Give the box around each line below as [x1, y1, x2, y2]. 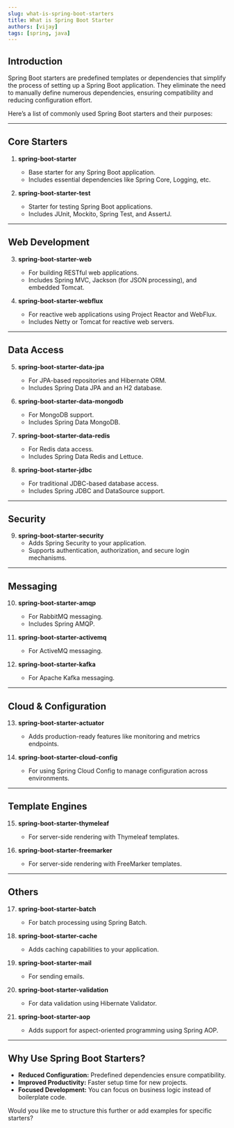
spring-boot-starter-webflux [17, 296, 103, 305]
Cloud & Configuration [8, 700, 107, 712]
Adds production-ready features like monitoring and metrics [28, 732, 201, 741]
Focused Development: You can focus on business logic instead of [17, 1086, 211, 1094]
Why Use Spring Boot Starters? [8, 1052, 146, 1064]
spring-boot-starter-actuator [17, 718, 105, 727]
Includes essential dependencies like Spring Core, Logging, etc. [28, 175, 211, 184]
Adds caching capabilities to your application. [28, 945, 159, 953]
